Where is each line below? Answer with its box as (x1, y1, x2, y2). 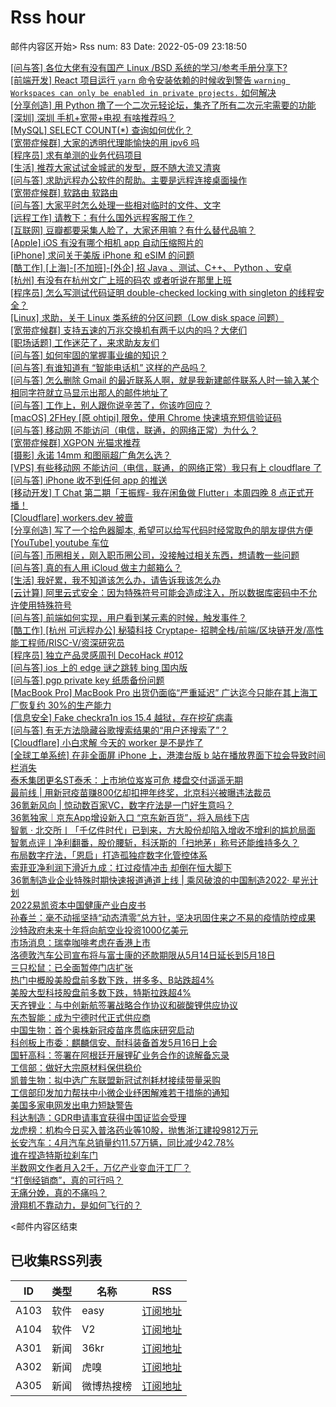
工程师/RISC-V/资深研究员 (18, 636, 125, 648)
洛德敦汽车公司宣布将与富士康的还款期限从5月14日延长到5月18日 (10, 949, 276, 961)
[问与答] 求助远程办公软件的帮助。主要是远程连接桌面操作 (10, 174, 248, 186)
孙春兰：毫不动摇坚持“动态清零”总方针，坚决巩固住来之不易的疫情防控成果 (10, 911, 317, 923)
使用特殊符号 (18, 599, 72, 611)
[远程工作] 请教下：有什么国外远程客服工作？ (10, 211, 195, 223)
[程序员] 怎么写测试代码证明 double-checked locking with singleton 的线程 (10, 286, 316, 298)
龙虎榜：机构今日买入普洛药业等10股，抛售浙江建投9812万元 (10, 1124, 259, 1136)
